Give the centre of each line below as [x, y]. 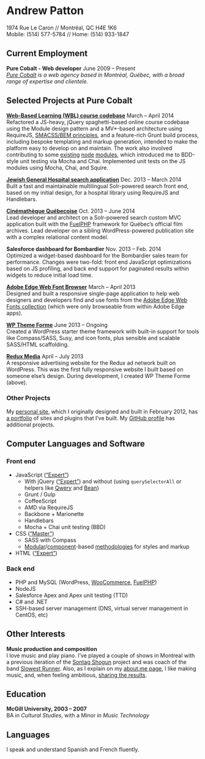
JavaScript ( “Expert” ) [42, 475]
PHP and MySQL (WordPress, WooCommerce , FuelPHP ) [86, 582]
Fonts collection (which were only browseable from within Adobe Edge [95, 306]
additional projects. [31, 425]
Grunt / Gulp [40, 494]
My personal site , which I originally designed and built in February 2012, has [102, 411]
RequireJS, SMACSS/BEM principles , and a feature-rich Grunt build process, [102, 135]
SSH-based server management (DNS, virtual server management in [102, 608]
